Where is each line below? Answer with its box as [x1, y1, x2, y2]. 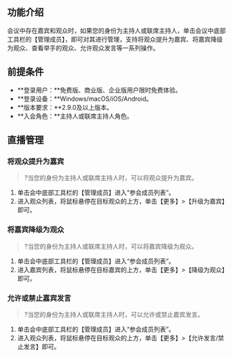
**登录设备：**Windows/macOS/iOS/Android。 [17, 94, 153, 103]
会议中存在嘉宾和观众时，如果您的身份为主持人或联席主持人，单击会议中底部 [7, 26, 226, 35]
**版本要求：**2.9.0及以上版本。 [17, 103, 113, 111]
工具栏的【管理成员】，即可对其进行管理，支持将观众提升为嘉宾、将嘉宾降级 [7, 35, 223, 43]
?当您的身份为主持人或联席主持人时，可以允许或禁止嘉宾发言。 [24, 310, 204, 318]
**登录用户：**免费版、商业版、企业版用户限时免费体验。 [17, 85, 182, 94]
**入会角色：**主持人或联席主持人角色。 [17, 112, 133, 120]
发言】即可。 [23, 342, 60, 351]
